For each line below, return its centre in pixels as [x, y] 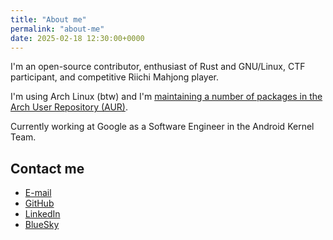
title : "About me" [48, 19]
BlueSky [42, 225]
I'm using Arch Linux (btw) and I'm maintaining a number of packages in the [166, 97]
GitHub [39, 203]
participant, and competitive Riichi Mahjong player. [115, 77]
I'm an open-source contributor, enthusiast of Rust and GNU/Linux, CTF [158, 67]
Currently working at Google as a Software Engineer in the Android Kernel [162, 127]
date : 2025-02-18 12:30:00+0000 [77, 38]
